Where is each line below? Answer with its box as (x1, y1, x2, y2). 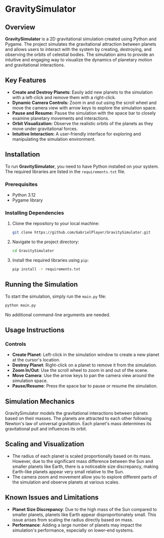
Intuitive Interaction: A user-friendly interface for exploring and (12, 131, 141, 137)
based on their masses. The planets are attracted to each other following (5, 415, 152, 421)
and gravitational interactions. (5, 62, 65, 68)
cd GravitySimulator (12, 249, 54, 254)
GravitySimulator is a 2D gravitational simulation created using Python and (5, 36, 157, 42)
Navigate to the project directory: (12, 239, 79, 245)
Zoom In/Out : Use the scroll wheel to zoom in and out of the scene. (12, 367, 149, 373)
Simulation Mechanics (5, 397, 75, 406)
